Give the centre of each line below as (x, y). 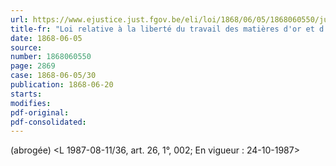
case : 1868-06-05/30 (53, 76)
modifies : (31, 103)
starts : (26, 94)
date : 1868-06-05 (46, 38)
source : (26, 47)
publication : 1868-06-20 (62, 85)
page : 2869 (33, 66)
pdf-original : (40, 112)
